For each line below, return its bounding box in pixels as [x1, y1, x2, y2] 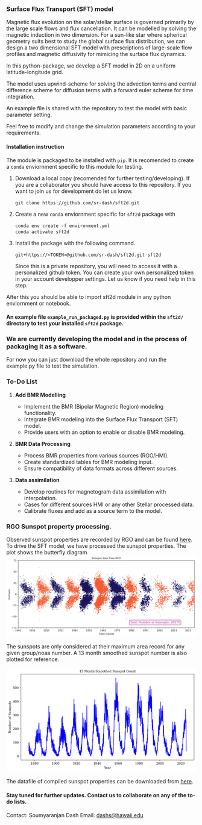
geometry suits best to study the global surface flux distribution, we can [6, 38, 185, 45]
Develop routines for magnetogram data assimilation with [24, 488, 166, 495]
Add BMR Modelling [14, 391, 66, 398]
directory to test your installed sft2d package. [6, 320, 124, 327]
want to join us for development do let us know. [14, 187, 133, 195]
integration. [6, 93, 35, 101]
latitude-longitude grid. [6, 69, 63, 76]
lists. [14, 798, 27, 806]
